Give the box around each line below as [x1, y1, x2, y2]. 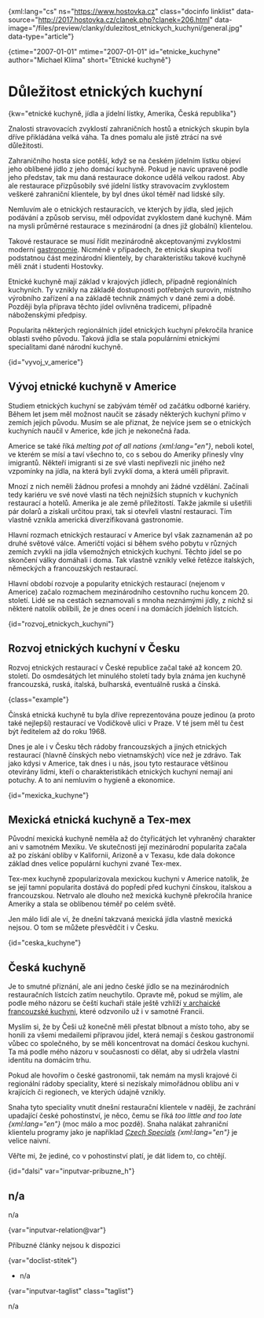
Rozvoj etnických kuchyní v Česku [8, 642, 181, 655]
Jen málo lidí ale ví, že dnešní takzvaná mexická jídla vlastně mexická [8, 915, 233, 924]
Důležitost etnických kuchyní [8, 83, 203, 101]
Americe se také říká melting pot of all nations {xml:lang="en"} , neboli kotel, [8, 441, 255, 450]
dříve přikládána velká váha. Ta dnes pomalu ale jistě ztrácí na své [8, 132, 222, 141]
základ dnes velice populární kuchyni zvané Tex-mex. [8, 859, 182, 868]
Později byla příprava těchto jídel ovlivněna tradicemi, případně [8, 302, 212, 311]
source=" [8, 15, 39, 24]
